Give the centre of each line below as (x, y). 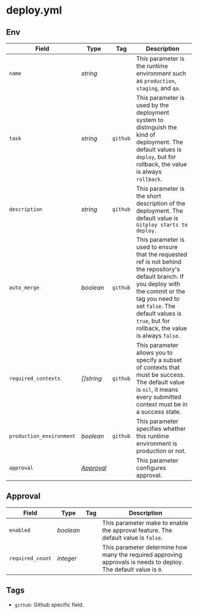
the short (149, 196)
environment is (157, 444)
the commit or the (161, 291)
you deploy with (159, 284)
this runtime (153, 436)
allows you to (154, 353)
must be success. (161, 375)
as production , (156, 81)
